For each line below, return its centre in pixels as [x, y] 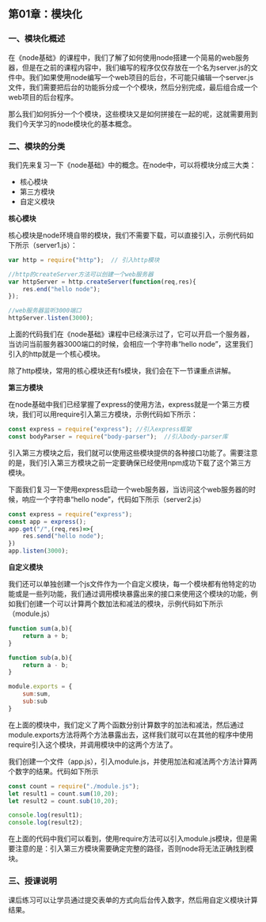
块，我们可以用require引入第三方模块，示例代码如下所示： [103, 415]
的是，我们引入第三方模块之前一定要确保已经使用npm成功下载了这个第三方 [130, 462]
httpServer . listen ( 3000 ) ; [51, 318]
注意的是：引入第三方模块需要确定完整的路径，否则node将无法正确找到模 [134, 848]
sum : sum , [37, 694]
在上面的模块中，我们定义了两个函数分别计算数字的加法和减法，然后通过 [126, 725]
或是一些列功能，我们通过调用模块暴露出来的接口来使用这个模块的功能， [133, 594]
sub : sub [35, 702]
